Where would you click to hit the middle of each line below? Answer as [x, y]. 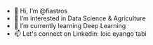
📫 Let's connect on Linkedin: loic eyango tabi [80, 34]
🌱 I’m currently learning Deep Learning [70, 26]
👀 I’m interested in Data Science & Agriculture [80, 18]
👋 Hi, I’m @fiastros [41, 11]
